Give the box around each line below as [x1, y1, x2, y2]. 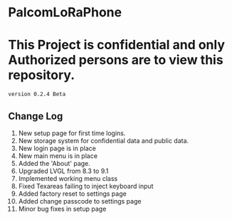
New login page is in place [18, 144, 97, 152]
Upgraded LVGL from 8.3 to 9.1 [18, 167, 109, 175]
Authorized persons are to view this [8, 52, 223, 68]
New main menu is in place [18, 151, 98, 160]
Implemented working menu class [18, 174, 118, 182]
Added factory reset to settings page [18, 189, 127, 198]
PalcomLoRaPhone [8, 4, 122, 21]
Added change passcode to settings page [18, 197, 142, 205]
